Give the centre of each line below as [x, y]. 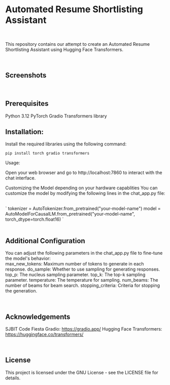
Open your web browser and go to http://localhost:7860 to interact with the [84, 173]
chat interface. [21, 178]
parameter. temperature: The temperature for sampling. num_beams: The [82, 280]
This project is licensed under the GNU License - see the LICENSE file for [82, 372]
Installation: [25, 131]
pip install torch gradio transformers [47, 154]
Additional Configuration [45, 241]
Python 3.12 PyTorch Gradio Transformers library [56, 116]
